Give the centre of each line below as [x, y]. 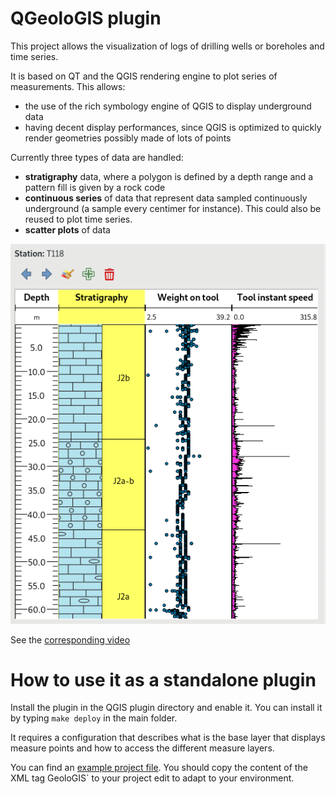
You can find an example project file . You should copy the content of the [159, 768]
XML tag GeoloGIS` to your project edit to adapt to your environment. [152, 778]
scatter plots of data [67, 229]
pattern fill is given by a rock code [95, 187]
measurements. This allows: [68, 86]
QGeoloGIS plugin [86, 18]
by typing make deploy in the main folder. [94, 718]
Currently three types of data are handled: [97, 157]
